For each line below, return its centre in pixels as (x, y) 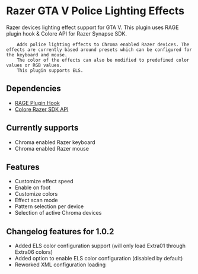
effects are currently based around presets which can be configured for (99, 50)
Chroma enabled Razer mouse (52, 148)
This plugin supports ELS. (50, 70)
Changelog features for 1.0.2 (60, 232)
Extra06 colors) (34, 252)
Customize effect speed (44, 181)
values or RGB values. (34, 65)
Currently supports (42, 128)
